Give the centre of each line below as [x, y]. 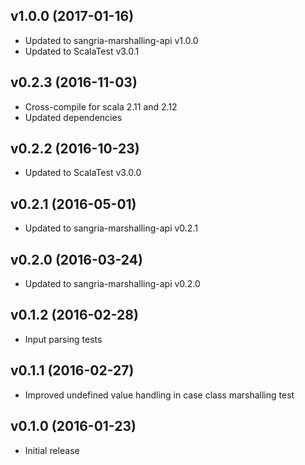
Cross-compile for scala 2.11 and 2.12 [101, 106]
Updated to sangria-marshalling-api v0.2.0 [112, 284]
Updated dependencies [73, 117]
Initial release [52, 450]
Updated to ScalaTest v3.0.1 [82, 51]
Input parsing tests [63, 339]
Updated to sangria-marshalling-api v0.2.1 [111, 228]
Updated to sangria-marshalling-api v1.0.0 [111, 40]
